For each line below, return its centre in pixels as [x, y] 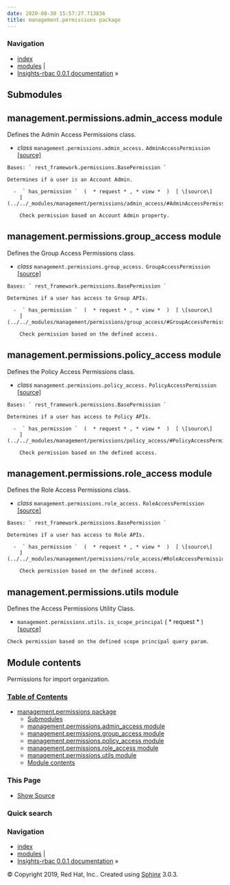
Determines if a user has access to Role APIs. [76, 535]
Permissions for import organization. [59, 680]
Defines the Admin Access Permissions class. [72, 135]
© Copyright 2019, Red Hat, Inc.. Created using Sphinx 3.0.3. [93, 874]
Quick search [30, 813]
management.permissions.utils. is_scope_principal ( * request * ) [110, 622]
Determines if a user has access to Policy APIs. [79, 416]
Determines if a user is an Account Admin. [70, 179]
